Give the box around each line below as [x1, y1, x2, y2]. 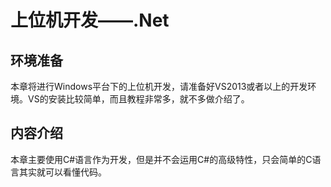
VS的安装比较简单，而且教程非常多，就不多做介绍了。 [27, 93, 250, 105]
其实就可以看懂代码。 [18, 166, 107, 178]
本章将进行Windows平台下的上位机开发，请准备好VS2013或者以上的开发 [10, 81, 308, 92]
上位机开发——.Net [10, 9, 170, 32]
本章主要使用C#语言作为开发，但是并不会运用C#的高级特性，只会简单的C [10, 153, 313, 165]
